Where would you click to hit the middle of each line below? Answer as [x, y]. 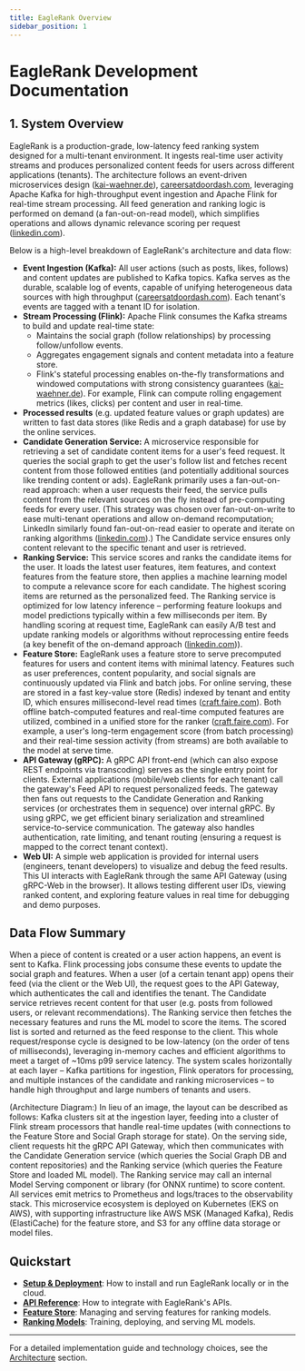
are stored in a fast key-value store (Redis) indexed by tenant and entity [156, 692]
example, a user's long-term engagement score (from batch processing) [158, 731]
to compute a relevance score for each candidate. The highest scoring [154, 586]
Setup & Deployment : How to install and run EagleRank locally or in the [155, 1283]
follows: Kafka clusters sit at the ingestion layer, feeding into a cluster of [144, 1117]
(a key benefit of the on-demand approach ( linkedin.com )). [133, 644]
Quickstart [40, 1262]
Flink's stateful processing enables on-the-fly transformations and [160, 374]
